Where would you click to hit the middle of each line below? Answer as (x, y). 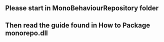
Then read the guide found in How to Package (78, 25)
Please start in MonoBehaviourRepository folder (82, 8)
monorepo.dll (27, 33)
